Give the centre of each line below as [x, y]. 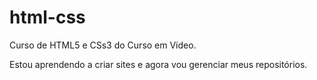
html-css [47, 17]
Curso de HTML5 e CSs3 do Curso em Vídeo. [103, 45]
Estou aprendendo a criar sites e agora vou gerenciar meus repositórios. [158, 64]
